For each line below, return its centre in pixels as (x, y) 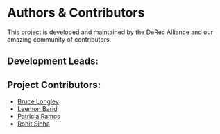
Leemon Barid (37, 109)
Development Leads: (53, 61)
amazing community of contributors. (59, 39)
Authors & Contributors (76, 13)
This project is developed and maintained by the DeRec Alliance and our (110, 32)
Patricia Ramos (39, 117)
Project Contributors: (54, 85)
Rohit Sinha (33, 124)
